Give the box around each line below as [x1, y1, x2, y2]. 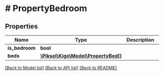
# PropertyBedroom [5, 3, 87, 14]
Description [126, 37, 155, 43]
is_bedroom [7, 45, 36, 51]
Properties [5, 22, 38, 30]
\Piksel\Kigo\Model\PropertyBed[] [40, 53, 122, 59]
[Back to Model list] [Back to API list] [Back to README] [5, 65, 117, 71]
